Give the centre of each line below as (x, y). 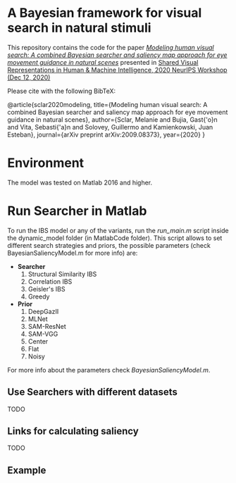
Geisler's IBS (46, 289)
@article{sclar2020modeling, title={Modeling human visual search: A (107, 104)
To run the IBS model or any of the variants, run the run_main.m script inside (118, 230)
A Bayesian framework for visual (105, 13)
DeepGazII (43, 311)
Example (27, 470)
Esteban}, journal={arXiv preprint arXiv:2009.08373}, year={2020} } (106, 134)
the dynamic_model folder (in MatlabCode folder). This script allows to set (115, 238)
